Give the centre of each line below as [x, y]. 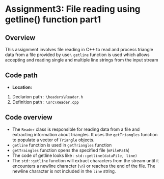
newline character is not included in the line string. [64, 171]
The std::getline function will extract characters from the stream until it [85, 160]
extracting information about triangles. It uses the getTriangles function [85, 134]
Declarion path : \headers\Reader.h [48, 96]
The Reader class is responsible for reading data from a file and [76, 129]
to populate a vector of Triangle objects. [53, 140]
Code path [21, 75]
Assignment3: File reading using [73, 9]
